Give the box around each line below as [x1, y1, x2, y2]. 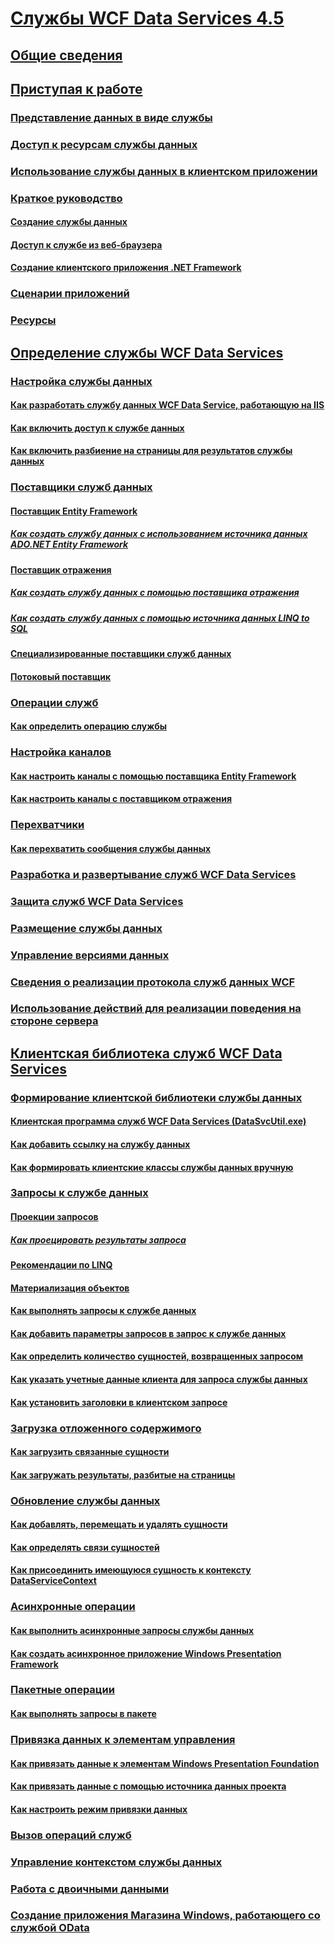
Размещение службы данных [10, 921, 163, 935]
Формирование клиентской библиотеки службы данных [10, 1090, 303, 1104]
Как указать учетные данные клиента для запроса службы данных [10, 1373, 308, 1386]
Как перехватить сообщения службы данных [10, 842, 212, 854]
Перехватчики [10, 818, 85, 832]
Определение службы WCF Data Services [10, 344, 284, 361]
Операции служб [10, 695, 99, 709]
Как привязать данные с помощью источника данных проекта [10, 1780, 287, 1792]
